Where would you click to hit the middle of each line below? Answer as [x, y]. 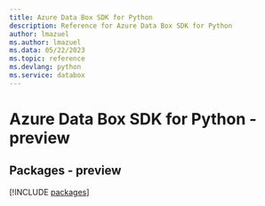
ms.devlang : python [45, 67]
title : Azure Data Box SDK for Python [81, 17]
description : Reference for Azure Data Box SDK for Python [121, 26]
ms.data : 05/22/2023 [48, 51]
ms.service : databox [48, 75]
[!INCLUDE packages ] [49, 192]
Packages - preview [65, 171]
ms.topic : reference [48, 59]
